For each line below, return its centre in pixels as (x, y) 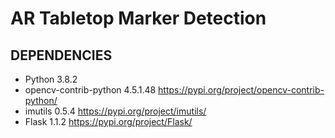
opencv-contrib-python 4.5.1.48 (90, 90)
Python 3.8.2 (51, 79)
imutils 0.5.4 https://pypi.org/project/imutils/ (115, 111)
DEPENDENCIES (61, 55)
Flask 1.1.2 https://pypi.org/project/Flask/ (108, 121)
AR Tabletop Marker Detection (138, 18)
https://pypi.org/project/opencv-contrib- (241, 90)
